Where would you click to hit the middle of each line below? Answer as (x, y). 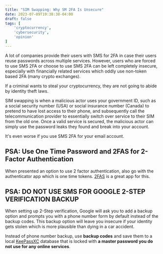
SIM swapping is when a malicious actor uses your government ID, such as (81, 101)
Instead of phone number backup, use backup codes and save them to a (79, 236)
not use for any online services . (38, 247)
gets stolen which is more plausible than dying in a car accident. (70, 227)
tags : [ (13, 23)
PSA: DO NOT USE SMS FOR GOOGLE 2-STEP (75, 191)
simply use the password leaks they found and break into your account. (77, 127)
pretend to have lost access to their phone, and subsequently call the (75, 111)
